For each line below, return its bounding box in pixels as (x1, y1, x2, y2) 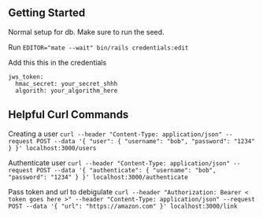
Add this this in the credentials (8, 57, 107, 67)
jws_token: (8, 72, 44, 81)
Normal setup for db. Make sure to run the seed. (8, 27, 165, 36)
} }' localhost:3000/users (8, 144, 97, 152)
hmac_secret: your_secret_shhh (15, 79, 118, 87)
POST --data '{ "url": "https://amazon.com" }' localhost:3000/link (8, 202, 238, 210)
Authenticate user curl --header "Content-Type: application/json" (8, 157, 231, 168)
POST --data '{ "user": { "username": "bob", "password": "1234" (36, 137, 256, 145)
